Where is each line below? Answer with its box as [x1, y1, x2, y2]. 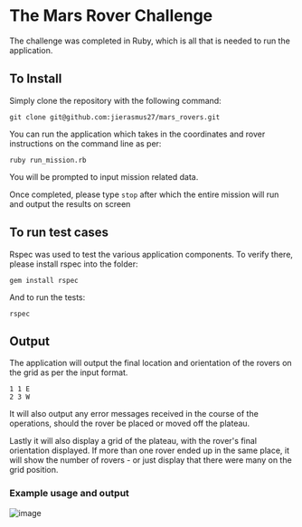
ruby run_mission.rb [9, 155, 88, 165]
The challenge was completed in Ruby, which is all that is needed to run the [9, 35, 291, 46]
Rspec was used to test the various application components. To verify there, [9, 249, 294, 259]
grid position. [9, 465, 59, 475]
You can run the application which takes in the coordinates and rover [9, 128, 266, 139]
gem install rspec [9, 276, 79, 285]
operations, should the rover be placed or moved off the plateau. [9, 418, 250, 429]
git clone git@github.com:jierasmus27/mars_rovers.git [9, 112, 221, 122]
